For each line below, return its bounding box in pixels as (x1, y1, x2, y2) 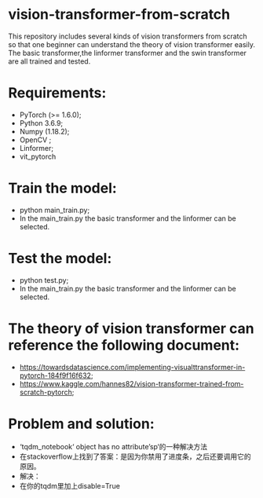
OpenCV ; (19, 135, 52, 145)
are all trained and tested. (8, 57, 91, 66)
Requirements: (8, 84, 107, 102)
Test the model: (8, 250, 112, 267)
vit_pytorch (19, 152, 57, 161)
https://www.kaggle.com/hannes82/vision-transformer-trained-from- (19, 379, 244, 388)
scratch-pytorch (19, 387, 72, 397)
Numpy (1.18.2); (19, 126, 70, 136)
